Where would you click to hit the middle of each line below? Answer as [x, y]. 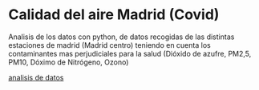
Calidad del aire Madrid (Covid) [114, 15]
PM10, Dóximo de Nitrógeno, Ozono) [69, 62]
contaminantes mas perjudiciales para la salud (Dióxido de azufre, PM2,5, [130, 53]
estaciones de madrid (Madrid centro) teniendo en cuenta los [109, 45]
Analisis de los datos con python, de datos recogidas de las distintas [121, 37]
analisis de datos [36, 77]
